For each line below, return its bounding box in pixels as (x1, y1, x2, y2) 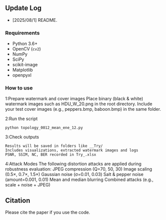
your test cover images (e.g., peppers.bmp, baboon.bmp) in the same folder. (5, 106, 161, 112)
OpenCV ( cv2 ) (12, 46, 41, 52)
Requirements (5, 29, 40, 36)
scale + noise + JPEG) (5, 182, 51, 188)
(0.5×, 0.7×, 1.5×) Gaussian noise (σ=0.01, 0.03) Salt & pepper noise (5, 172, 144, 177)
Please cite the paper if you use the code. (5, 210, 90, 216)
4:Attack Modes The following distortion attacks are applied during (5, 161, 142, 167)
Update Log (5, 4, 42, 12)
